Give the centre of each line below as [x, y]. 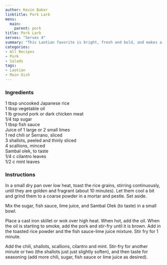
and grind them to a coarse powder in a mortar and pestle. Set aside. [76, 196]
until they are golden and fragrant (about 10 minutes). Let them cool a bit [80, 191]
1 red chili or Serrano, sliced [34, 135]
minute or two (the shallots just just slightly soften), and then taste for [77, 252]
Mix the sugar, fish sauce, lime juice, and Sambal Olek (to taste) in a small [81, 206]
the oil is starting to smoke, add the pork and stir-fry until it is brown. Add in [83, 226]
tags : [11, 65]
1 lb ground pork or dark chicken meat [44, 114]
